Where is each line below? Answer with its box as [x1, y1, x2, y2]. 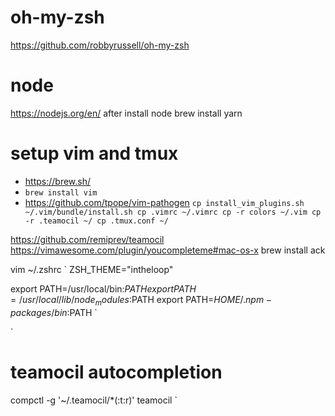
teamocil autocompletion [10, 361, 223, 383]
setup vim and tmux [10, 142, 179, 165]
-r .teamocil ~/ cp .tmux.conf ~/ [24, 216, 169, 226]
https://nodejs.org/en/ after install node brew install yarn [10, 107, 243, 119]
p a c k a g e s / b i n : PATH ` [10, 306, 98, 318]
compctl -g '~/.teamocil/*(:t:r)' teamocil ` [10, 394, 178, 406]
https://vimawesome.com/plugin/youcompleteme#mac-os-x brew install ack [10, 244, 326, 256]
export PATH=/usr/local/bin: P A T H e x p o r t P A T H [10, 282, 197, 295]
